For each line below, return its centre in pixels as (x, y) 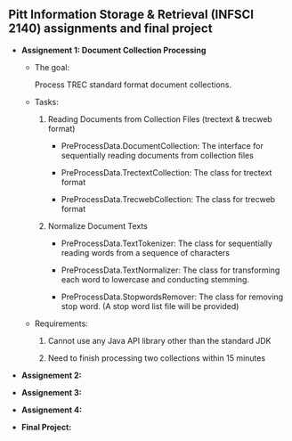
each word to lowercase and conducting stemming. (155, 279)
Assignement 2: (51, 375)
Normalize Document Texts (97, 225)
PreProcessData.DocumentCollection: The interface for (162, 145)
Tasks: (46, 102)
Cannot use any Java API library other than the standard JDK (159, 340)
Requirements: (61, 323)
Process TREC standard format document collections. (133, 85)
